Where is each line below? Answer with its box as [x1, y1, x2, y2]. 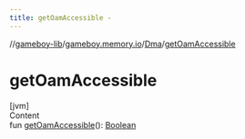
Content [9, 110, 40, 121]
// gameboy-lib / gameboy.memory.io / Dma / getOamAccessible [9, 38, 236, 49]
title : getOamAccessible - [9, 13, 112, 23]
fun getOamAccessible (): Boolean [9, 119, 137, 130]
